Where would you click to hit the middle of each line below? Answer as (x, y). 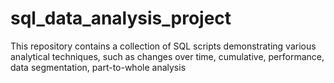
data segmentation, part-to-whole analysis (98, 67)
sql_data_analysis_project (121, 18)
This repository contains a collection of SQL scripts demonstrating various (163, 46)
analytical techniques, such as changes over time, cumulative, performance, (167, 56)
